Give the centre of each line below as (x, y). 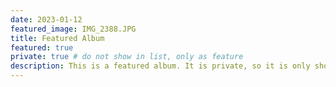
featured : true (42, 47)
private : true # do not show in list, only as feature (127, 57)
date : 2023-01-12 (46, 19)
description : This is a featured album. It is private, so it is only (160, 66)
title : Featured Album (57, 38)
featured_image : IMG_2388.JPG (73, 29)
